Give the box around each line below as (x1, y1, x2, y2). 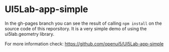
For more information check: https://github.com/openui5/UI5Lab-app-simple (5, 40, 164, 46)
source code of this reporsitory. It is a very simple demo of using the (5, 25, 147, 31)
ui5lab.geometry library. (5, 31, 54, 37)
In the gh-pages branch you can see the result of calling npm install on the (5, 20, 162, 26)
